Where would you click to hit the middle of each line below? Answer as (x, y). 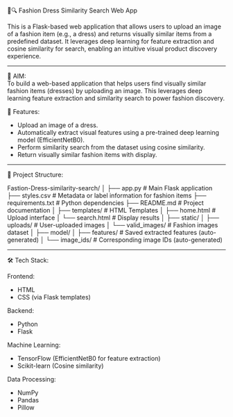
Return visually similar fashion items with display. (87, 155)
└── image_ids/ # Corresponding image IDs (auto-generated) (135, 240)
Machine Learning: (34, 345)
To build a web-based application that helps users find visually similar (107, 83)
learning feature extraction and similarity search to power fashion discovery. (116, 98)
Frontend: (21, 276)
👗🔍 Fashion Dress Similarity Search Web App (72, 10)
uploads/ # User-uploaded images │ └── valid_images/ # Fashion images (113, 225)
